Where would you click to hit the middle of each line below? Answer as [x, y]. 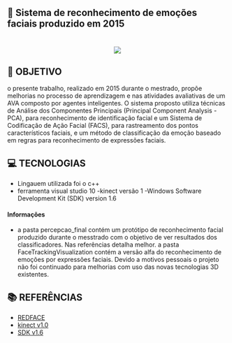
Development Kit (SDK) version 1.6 [67, 198]
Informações [26, 214]
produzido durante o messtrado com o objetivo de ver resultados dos [117, 238]
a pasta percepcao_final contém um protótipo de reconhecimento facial [120, 230]
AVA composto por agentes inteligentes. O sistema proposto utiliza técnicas [116, 103]
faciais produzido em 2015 [66, 24]
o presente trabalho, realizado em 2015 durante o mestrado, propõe [105, 89]
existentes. [33, 275]
